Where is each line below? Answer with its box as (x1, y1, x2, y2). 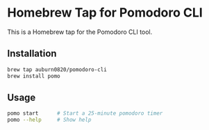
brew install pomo (7, 73, 60, 80)
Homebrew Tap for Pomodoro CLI (7, 5, 203, 21)
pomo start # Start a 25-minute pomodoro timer (7, 110, 163, 117)
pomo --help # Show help (7, 116, 92, 124)
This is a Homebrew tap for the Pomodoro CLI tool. (7, 28, 153, 36)
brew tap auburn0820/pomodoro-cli (7, 66, 108, 73)
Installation (7, 48, 57, 59)
